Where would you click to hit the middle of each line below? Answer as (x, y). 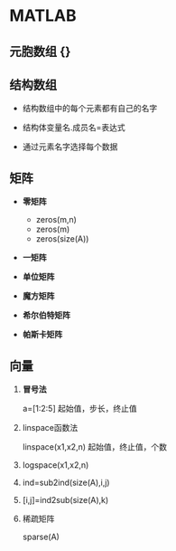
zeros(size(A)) (62, 239)
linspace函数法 (50, 428)
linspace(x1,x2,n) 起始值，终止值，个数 (94, 447)
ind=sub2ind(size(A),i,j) (66, 483)
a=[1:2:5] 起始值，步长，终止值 (79, 409)
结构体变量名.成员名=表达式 (74, 128)
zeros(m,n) (56, 220)
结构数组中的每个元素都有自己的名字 (90, 109)
